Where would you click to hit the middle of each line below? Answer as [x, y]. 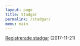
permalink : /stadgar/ [28, 19]
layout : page [19, 10]
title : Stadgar [21, 14]
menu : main [17, 24]
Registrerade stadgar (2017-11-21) [41, 38]
